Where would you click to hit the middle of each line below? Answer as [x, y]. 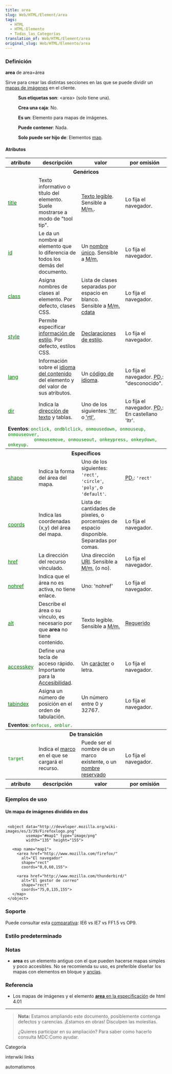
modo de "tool [56, 219]
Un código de [98, 374]
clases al [49, 293]
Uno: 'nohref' [97, 586]
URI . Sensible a [99, 562]
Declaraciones [99, 334]
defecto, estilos [57, 346]
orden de [49, 710]
